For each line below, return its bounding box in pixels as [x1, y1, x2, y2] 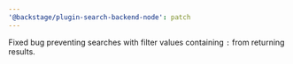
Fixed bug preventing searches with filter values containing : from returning [8, 37, 285, 47]
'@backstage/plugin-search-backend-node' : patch [8, 12, 191, 22]
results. [8, 46, 36, 57]
